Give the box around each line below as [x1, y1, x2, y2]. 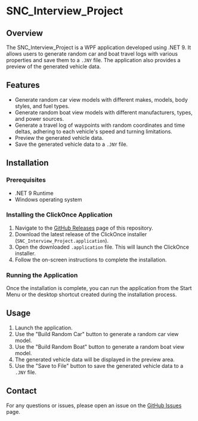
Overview [6, 28, 44, 38]
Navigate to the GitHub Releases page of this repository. [14, 224, 153, 231]
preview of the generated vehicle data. [6, 63, 101, 70]
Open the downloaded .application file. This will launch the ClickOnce [14, 243, 190, 251]
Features [6, 80, 40, 90]
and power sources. [14, 115, 64, 122]
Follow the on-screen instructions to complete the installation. [14, 256, 167, 263]
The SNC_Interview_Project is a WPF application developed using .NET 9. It [6, 44, 191, 51]
